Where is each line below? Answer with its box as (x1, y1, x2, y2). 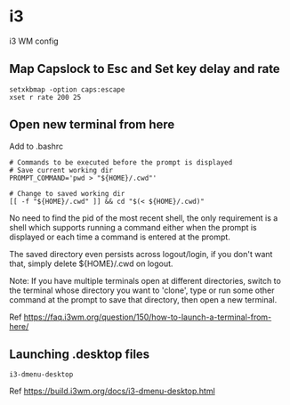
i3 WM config (9, 36, 60, 46)
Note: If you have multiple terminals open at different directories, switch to (9, 275, 282, 286)
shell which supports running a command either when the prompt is (9, 222, 257, 232)
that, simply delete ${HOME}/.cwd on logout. (9, 258, 173, 269)
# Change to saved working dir (9, 189, 125, 198)
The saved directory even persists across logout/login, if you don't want (9, 248, 273, 259)
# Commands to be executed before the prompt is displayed (9, 158, 233, 166)
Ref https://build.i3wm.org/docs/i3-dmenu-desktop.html (9, 385, 215, 397)
